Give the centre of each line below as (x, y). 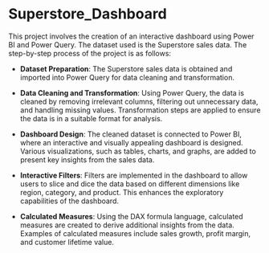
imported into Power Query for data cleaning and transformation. (127, 77)
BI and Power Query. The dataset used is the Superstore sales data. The (128, 44)
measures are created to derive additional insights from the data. (127, 225)
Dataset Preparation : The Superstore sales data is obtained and (126, 68)
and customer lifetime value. (67, 242)
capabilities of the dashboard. (69, 201)
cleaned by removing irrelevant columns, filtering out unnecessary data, (139, 101)
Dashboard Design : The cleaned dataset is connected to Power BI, (131, 134)
